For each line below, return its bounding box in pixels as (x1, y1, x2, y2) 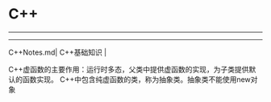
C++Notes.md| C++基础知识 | (8, 47, 107, 57)
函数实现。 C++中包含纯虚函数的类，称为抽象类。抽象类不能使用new (22, 74, 252, 84)
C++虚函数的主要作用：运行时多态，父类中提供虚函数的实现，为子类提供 (8, 64, 249, 74)
